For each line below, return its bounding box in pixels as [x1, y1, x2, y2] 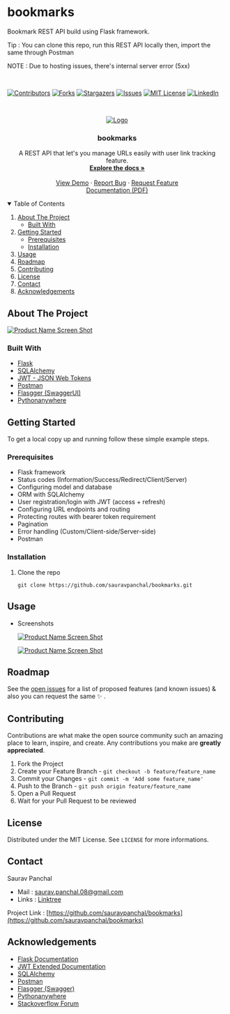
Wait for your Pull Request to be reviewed [17, 796, 137, 805]
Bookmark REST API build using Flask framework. [7, 27, 150, 36]
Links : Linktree [17, 895, 61, 903]
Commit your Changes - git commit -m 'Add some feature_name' [17, 775, 204, 783]
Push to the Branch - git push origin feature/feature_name [17, 782, 192, 790]
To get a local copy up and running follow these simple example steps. [7, 435, 210, 444]
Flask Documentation [17, 955, 79, 963]
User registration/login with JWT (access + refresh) [17, 498, 166, 506]
